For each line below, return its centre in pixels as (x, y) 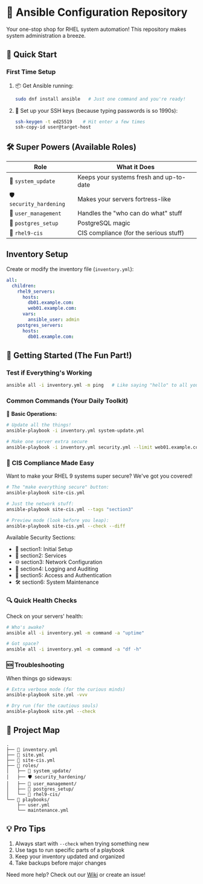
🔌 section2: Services (41, 556)
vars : (29, 314)
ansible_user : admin (54, 320)
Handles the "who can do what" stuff (130, 213)
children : (24, 286)
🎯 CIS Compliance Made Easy (50, 463)
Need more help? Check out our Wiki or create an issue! (76, 874)
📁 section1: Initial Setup (44, 549)
